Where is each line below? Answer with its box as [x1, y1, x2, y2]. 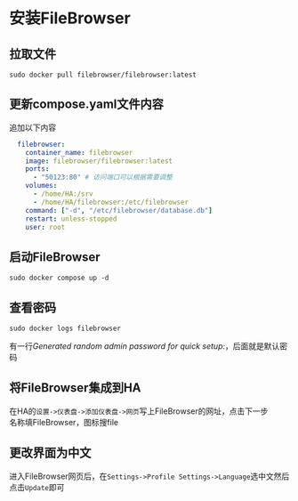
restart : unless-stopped [25, 214, 117, 223]
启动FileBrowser [9, 249, 101, 264]
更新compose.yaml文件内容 [9, 97, 165, 112]
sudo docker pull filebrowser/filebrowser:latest [9, 70, 197, 79]
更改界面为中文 [9, 446, 92, 461]
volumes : [25, 182, 58, 190]
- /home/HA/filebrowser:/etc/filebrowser [32, 198, 189, 206]
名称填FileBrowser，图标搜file [9, 416, 118, 427]
